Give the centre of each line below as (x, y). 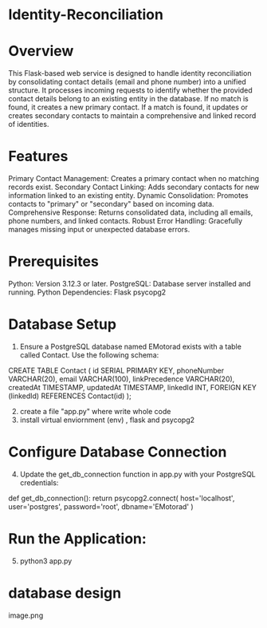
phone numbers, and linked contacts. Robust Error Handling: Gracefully (126, 221)
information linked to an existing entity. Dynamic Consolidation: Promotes (128, 196)
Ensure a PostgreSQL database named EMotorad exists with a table (130, 346)
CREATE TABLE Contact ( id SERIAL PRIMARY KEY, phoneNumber (116, 370)
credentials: (39, 482)
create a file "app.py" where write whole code (95, 411)
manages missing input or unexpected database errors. (99, 230)
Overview (41, 51)
